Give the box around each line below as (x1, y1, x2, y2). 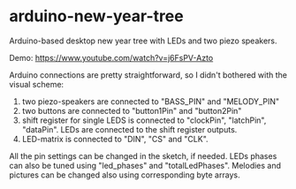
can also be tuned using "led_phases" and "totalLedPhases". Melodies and (9, 160, 281, 170)
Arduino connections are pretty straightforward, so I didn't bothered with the (9, 69, 287, 80)
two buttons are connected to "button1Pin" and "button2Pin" (21, 105, 242, 116)
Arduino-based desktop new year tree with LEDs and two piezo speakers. (9, 35, 277, 46)
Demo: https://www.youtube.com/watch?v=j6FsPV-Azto (9, 52, 214, 63)
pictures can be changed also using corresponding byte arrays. (9, 170, 240, 180)
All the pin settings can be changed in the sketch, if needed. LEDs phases (9, 150, 277, 161)
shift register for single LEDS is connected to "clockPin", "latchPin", (21, 115, 267, 125)
